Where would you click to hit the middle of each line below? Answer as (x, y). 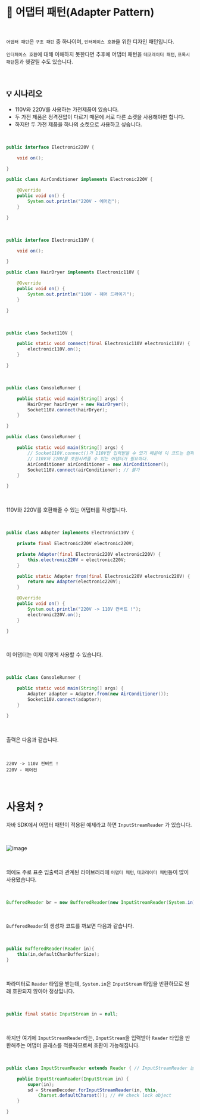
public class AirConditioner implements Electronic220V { (79, 180)
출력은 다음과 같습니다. (32, 739)
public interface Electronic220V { (50, 147)
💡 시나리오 (24, 94)
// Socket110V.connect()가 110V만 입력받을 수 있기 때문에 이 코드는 (105, 453)
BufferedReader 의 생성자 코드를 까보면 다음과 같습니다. (70, 926)
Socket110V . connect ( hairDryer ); (68, 410)
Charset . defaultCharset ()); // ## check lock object (104, 1096)
